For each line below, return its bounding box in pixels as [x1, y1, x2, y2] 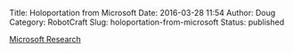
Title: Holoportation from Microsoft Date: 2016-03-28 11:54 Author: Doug [9, 8, 276, 18]
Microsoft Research [9, 34, 82, 44]
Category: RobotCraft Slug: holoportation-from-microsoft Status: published [9, 17, 285, 27]
